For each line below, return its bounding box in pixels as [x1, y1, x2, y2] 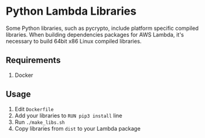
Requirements [6, 55, 61, 65]
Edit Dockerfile [14, 105, 54, 112]
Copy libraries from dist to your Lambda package [14, 125, 141, 132]
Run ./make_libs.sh [14, 118, 65, 126]
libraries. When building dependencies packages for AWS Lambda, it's [6, 31, 184, 38]
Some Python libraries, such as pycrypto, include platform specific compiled [6, 24, 199, 32]
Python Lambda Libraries [6, 4, 137, 18]
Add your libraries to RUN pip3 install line [14, 112, 123, 119]
